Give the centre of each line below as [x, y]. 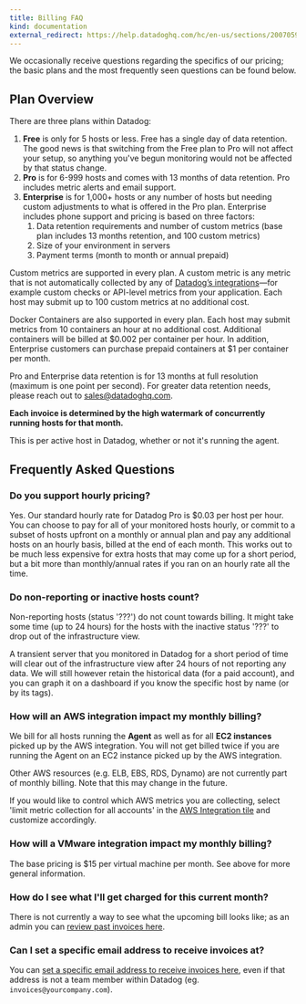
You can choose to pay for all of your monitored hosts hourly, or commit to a [153, 525]
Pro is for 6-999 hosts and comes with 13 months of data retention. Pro [156, 178]
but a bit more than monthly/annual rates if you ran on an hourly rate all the [150, 563]
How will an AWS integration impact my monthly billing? [136, 716]
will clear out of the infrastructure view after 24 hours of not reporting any [148, 664]
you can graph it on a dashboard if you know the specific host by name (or [149, 683]
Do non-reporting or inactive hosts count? [105, 597]
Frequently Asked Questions [92, 470]
